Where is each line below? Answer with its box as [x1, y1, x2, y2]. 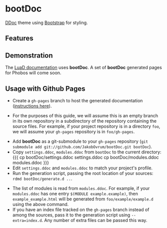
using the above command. [12, 201, 69, 207]
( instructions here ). [12, 103, 52, 109]
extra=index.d [12, 218, 42, 223]
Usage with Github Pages [5, 84, 86, 93]
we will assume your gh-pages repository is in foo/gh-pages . [12, 128, 135, 134]
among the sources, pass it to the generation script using [12, 211, 130, 218]
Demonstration [5, 51, 53, 60]
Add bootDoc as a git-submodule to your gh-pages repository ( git [12, 138, 148, 144]
